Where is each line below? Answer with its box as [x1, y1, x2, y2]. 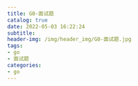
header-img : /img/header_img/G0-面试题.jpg [7, 36, 132, 43]
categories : [7, 62, 42, 69]
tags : [7, 42, 23, 49]
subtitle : [7, 29, 36, 37]
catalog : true [7, 17, 49, 24]
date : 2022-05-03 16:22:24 [7, 23, 85, 30]
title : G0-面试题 [7, 10, 54, 17]
